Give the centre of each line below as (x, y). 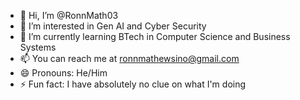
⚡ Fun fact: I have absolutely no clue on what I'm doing (133, 84)
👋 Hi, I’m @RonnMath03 (69, 15)
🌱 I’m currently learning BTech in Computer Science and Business (155, 36)
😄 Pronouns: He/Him (63, 73)
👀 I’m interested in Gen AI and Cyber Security (113, 26)
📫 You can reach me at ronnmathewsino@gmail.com (129, 58)
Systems (38, 47)
